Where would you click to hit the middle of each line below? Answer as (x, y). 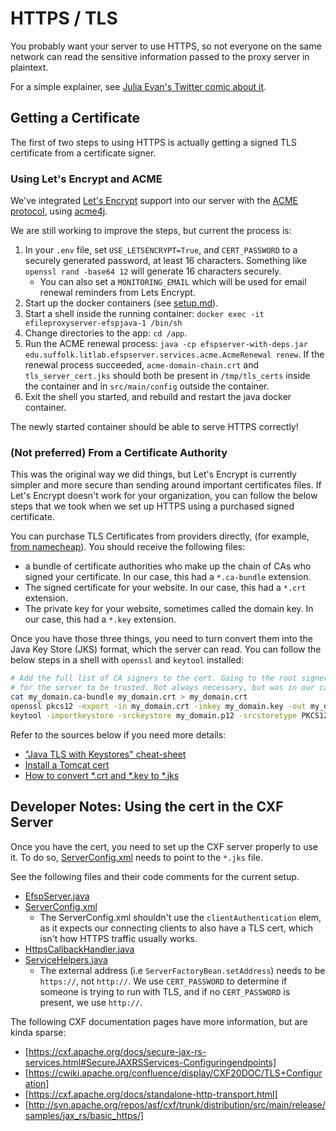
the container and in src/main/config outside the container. (147, 386)
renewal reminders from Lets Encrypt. (117, 293)
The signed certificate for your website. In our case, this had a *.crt (165, 588)
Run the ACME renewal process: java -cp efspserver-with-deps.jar (166, 344)
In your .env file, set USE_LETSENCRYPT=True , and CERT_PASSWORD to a (161, 250)
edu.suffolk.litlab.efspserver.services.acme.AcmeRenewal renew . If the (174, 354)
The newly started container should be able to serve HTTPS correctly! (154, 427)
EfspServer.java (57, 896)
